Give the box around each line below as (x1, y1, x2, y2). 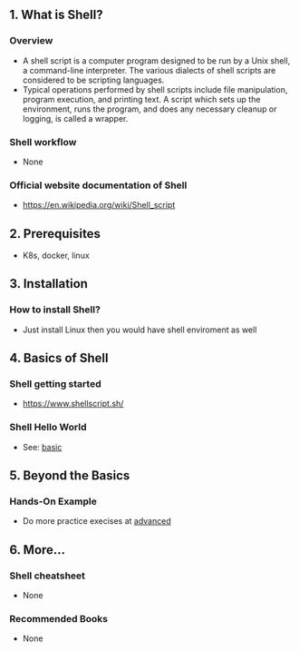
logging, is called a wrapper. (22, 113, 129, 123)
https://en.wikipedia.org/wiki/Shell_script (22, 200, 176, 211)
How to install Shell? (9, 303, 101, 316)
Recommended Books (9, 613, 109, 626)
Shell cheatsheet (9, 569, 86, 582)
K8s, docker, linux (22, 250, 91, 261)
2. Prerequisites (9, 226, 101, 242)
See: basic (22, 441, 63, 452)
